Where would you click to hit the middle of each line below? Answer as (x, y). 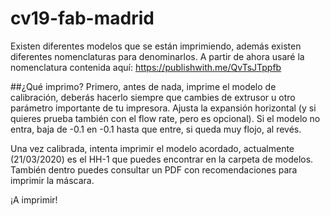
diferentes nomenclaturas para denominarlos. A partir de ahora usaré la (157, 56)
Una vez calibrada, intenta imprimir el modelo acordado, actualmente (152, 148)
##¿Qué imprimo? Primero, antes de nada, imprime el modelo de (143, 86)
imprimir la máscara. (52, 180)
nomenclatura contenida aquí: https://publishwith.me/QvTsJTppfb (146, 67)
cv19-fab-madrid (82, 18)
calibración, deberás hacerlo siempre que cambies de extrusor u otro (153, 97)
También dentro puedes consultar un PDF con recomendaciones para (154, 169)
